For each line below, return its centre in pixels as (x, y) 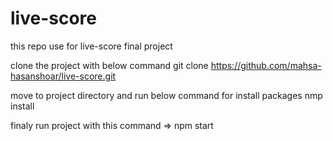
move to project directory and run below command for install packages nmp (166, 95)
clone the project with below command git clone (109, 65)
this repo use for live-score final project (91, 46)
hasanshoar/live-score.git (63, 76)
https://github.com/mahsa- (266, 65)
